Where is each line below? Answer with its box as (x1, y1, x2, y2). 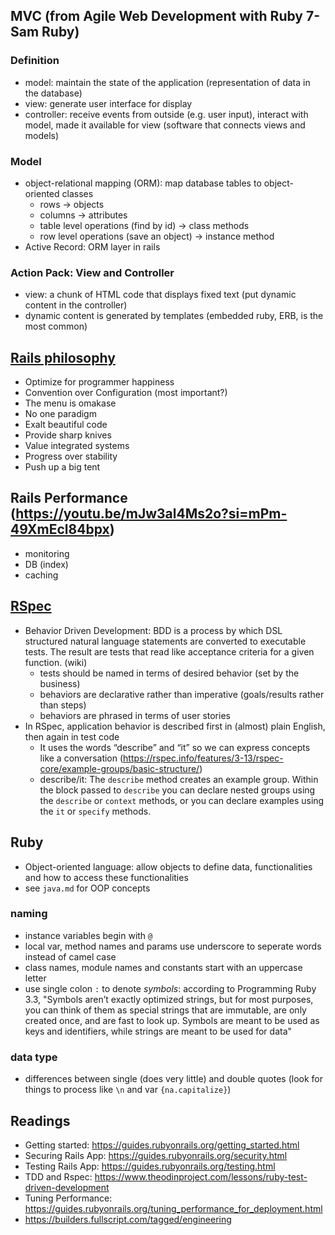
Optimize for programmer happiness (24, 376, 175, 388)
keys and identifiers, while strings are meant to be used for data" (24, 1025, 293, 1037)
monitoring (24, 547, 70, 559)
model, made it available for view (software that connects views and (24, 119, 306, 131)
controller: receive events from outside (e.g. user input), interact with (24, 108, 309, 120)
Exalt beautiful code (24, 419, 108, 431)
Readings (10, 1112, 71, 1129)
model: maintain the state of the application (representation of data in (24, 76, 311, 88)
